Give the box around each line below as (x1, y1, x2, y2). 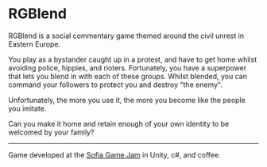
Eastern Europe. (8, 39, 61, 48)
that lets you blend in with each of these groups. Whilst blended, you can (8, 71, 248, 81)
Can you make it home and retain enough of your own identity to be (8, 119, 230, 128)
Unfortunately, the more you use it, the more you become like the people (8, 95, 246, 104)
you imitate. (8, 104, 47, 113)
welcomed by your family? (8, 127, 95, 137)
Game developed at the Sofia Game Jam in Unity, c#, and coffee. (8, 150, 221, 159)
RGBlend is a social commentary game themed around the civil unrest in (8, 31, 245, 40)
